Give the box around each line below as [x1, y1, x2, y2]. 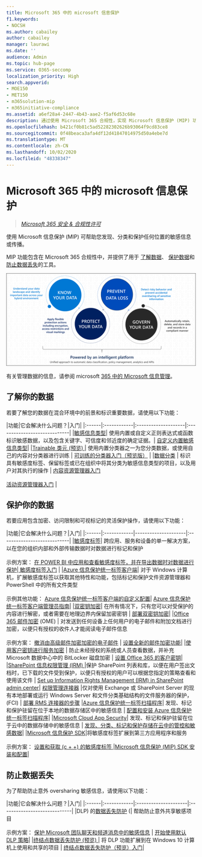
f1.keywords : [6, 16, 39, 22]
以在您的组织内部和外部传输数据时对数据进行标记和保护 [6, 545, 143, 552]
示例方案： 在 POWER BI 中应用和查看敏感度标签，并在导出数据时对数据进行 [6, 559, 194, 566]
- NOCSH [6, 22, 26, 28]
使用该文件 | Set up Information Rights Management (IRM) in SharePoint [6, 677, 183, 684]
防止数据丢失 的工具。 [6, 260, 59, 268]
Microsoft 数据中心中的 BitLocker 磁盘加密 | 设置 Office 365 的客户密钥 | [6, 654, 183, 662]
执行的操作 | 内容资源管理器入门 [22, 467, 101, 474]
